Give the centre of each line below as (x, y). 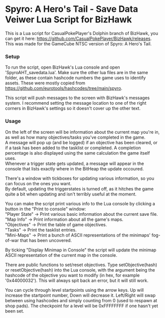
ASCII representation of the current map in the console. (61, 255)
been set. (15, 311)
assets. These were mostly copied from (45, 83)
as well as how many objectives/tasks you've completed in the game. (75, 137)
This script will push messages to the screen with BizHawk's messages (78, 98)
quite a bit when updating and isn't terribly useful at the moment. (71, 194)
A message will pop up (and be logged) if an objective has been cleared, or (81, 142)
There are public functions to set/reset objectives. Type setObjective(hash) (81, 265)
